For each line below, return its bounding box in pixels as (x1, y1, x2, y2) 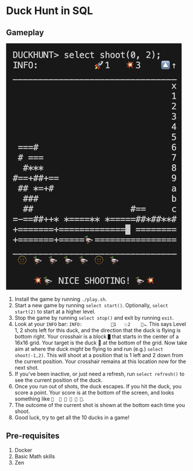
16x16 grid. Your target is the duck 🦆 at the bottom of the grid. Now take (14, 339, 187, 346)
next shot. (14, 364, 39, 371)
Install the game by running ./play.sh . (14, 296, 107, 303)
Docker (14, 446, 33, 453)
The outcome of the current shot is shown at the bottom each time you (14, 402, 185, 408)
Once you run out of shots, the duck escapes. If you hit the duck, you (14, 383, 182, 389)
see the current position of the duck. (14, 377, 103, 384)
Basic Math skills (14, 453, 56, 460)
